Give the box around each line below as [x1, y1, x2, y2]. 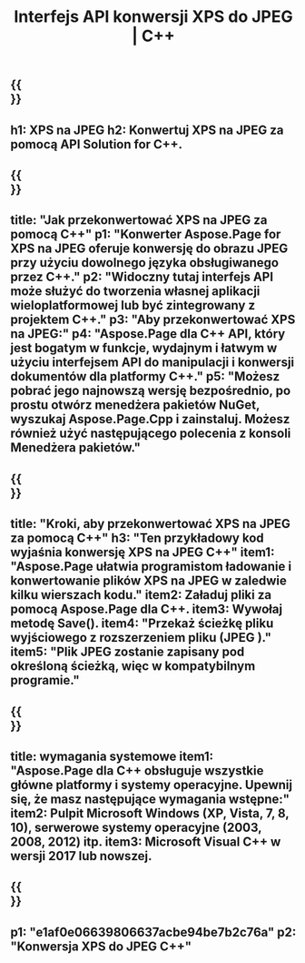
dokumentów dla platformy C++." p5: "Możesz [10, 369, 280, 384]
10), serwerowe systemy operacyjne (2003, [10, 819, 262, 835]
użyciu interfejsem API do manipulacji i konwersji [10, 355, 295, 370]
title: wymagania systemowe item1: [10, 748, 214, 764]
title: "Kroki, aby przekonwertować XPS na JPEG [10, 516, 291, 532]
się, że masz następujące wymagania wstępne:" [10, 791, 290, 806]
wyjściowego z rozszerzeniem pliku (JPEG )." [10, 630, 271, 645]
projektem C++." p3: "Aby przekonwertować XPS [10, 312, 296, 328]
